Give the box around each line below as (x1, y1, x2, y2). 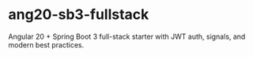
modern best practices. (8, 40, 85, 49)
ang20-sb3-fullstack (8, 6, 149, 24)
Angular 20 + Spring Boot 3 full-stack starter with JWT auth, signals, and (8, 32, 246, 41)
